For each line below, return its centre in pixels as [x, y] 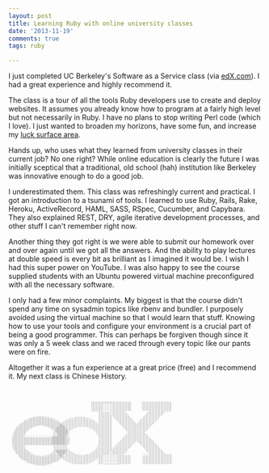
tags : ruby [27, 46]
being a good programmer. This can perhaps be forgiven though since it [128, 335]
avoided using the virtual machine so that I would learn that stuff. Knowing [132, 318]
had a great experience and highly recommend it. [90, 85]
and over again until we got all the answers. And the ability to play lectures [132, 251]
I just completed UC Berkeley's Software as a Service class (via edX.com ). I [134, 76]
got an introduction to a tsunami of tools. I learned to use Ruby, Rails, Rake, [133, 201]
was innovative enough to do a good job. [76, 176]
